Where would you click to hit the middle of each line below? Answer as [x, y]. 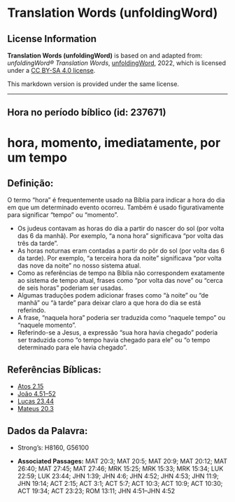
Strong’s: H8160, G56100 [53, 448]
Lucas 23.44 [36, 401]
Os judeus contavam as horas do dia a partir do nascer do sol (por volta [121, 228]
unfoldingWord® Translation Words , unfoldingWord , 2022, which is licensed [116, 63]
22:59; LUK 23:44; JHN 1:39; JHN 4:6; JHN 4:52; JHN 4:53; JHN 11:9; [118, 476]
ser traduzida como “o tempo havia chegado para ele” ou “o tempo [114, 340]
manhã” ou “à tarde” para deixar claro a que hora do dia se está [109, 303]
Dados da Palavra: [48, 431]
